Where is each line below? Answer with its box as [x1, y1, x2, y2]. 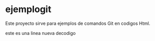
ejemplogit [5, 4, 52, 15]
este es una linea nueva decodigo [5, 30, 76, 36]
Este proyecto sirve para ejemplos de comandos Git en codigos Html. [5, 20, 150, 26]
